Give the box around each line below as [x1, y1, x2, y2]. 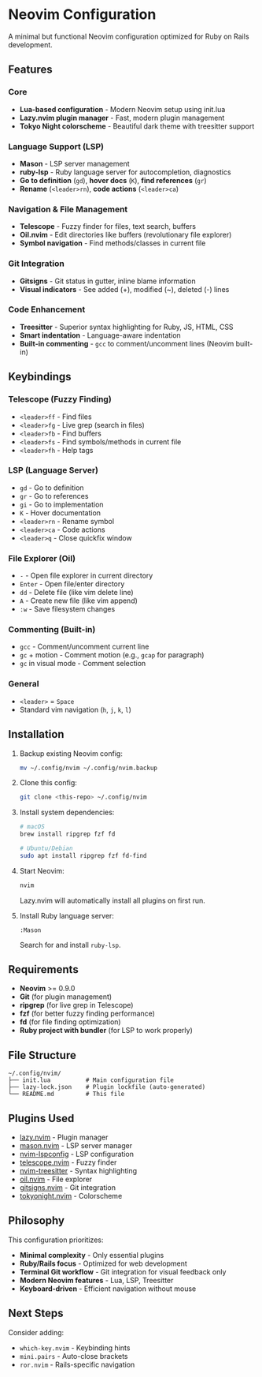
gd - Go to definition [19, 483, 84, 492]
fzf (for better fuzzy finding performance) [19, 1008, 156, 1019]
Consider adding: [8, 1327, 65, 1337]
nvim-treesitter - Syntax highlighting [19, 1166, 138, 1176]
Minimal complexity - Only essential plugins [19, 1250, 164, 1259]
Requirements [8, 963, 79, 976]
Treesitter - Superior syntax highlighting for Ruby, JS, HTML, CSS [19, 322, 234, 331]
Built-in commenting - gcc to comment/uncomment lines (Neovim [19, 339, 234, 348]
